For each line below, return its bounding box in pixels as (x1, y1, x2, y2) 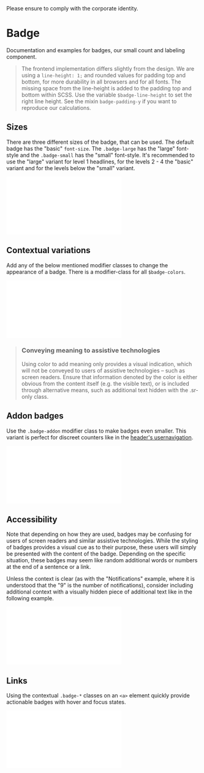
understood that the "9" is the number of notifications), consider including (6, 582, 194, 589)
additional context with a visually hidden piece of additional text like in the (6, 588, 193, 595)
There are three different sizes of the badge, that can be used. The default (6, 138, 194, 146)
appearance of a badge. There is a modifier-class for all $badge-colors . (6, 268, 186, 275)
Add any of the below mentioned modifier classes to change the (6, 261, 168, 269)
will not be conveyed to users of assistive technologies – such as (21, 367, 186, 374)
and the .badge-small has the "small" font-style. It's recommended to (20, 151, 195, 159)
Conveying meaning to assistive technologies (21, 346, 161, 355)
